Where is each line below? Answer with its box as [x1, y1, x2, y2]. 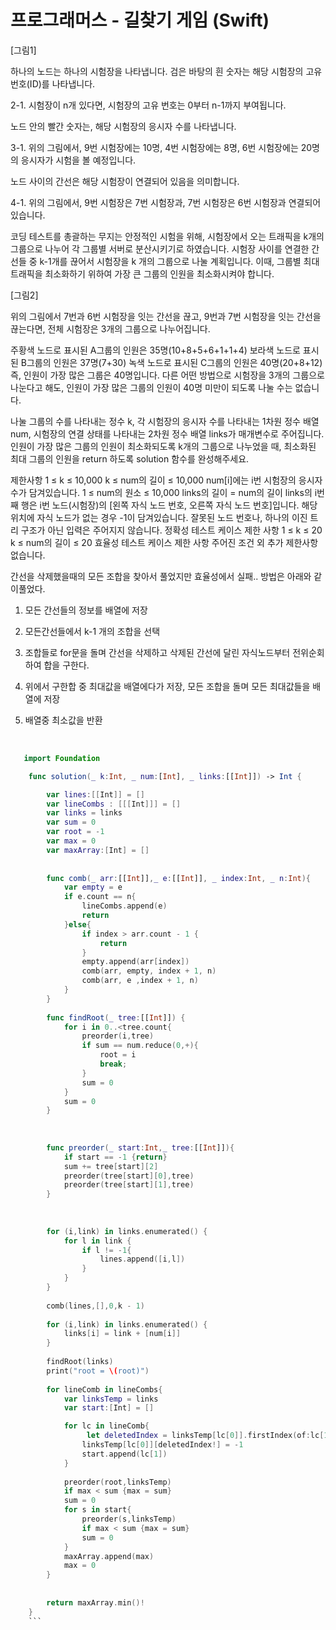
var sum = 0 [46, 817, 97, 828]
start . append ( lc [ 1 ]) [81, 1449, 168, 1459]
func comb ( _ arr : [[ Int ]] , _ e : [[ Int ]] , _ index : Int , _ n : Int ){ [46, 873, 312, 883]
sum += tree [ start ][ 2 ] [63, 1161, 159, 1171]
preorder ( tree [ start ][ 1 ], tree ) [63, 1180, 195, 1190]
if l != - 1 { [81, 1245, 132, 1255]
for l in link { [63, 1236, 132, 1246]
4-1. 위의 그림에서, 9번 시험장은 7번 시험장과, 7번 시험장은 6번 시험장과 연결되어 [10, 196, 322, 208]
